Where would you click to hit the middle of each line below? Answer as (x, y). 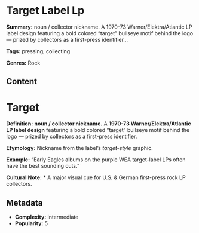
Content (22, 82)
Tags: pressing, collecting (38, 51)
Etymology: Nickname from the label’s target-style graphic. (80, 148)
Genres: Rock (23, 63)
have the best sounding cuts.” (43, 166)
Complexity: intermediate (47, 217)
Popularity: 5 (31, 223)
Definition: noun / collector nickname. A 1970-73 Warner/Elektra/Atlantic (99, 124)
